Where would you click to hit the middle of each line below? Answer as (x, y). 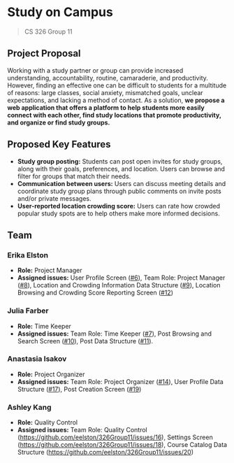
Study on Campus (60, 12)
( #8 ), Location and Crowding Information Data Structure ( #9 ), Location (119, 285)
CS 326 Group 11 (48, 31)
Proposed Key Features (59, 144)
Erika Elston (28, 255)
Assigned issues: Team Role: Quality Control (82, 430)
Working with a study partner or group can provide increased (95, 70)
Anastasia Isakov (37, 359)
